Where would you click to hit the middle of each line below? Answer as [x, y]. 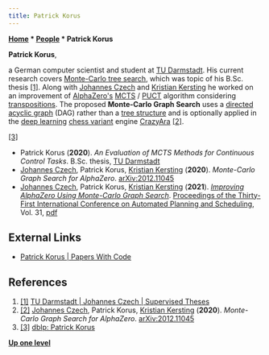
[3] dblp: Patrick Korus [57, 328]
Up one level [29, 343]
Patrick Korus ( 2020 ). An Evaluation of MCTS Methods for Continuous [137, 152]
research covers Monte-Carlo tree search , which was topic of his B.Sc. [126, 78]
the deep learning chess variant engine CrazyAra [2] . [96, 121]
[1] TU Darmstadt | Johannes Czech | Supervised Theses [115, 302]
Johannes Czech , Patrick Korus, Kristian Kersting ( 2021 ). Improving [132, 187]
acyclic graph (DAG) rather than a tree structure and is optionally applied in [132, 113]
